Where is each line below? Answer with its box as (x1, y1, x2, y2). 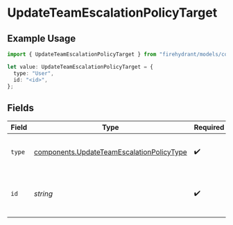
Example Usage (7, 33, 76, 44)
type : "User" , (13, 69, 54, 77)
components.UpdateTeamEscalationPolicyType (33, 147, 187, 157)
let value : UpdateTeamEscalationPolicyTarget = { (7, 63, 154, 70)
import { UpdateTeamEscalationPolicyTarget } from (7, 51, 157, 58)
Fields (7, 102, 35, 114)
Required (193, 123, 225, 133)
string (33, 189, 53, 199)
